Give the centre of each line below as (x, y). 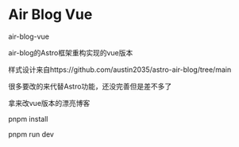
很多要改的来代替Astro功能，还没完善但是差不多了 (90, 86)
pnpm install (28, 119)
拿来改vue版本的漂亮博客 (49, 103)
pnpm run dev (31, 134)
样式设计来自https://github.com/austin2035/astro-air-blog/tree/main (120, 70)
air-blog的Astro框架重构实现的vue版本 (71, 52)
